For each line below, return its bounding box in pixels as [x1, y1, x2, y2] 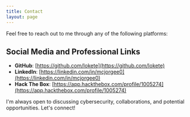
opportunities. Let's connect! [6, 104, 76, 111]
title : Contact [6, 8, 43, 15]
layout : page [6, 14, 38, 20]
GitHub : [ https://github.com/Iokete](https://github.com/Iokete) [14, 62, 165, 69]
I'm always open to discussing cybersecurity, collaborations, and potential [6, 98, 185, 105]
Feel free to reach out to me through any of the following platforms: [6, 30, 168, 37]
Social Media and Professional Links [6, 47, 140, 56]
